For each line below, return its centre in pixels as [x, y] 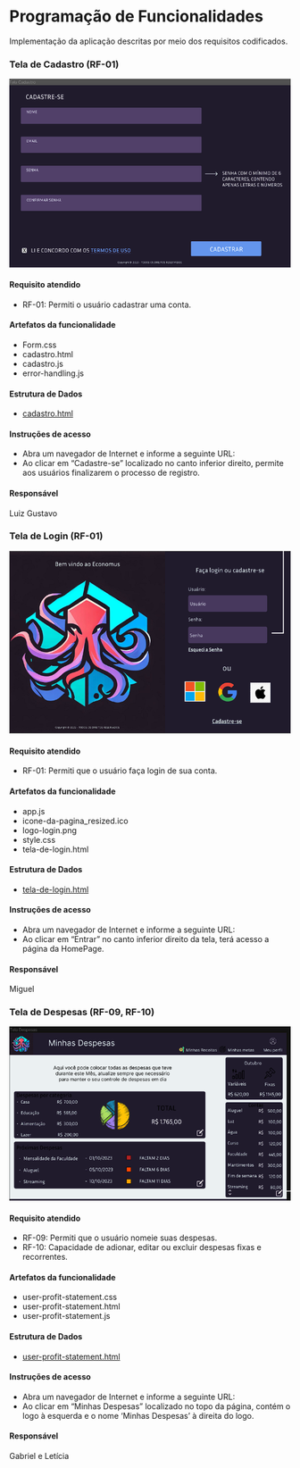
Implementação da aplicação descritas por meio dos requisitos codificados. [149, 41]
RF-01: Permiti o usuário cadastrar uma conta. [107, 304]
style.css [39, 839]
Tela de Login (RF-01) [56, 536]
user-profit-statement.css [70, 1297]
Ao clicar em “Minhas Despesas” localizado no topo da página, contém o [156, 1406]
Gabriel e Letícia [39, 1456]
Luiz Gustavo [33, 513]
